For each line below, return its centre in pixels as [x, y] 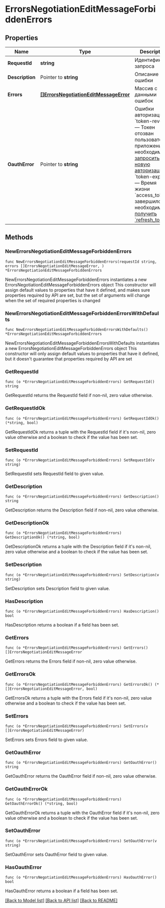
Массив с [146, 88]
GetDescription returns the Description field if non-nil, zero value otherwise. [82, 510]
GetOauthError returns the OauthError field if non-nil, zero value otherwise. [81, 776]
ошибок [144, 101]
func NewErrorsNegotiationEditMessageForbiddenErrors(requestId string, [81, 262]
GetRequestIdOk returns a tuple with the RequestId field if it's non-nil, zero [81, 432]
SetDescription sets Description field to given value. [58, 588]
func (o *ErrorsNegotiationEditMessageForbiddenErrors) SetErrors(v [77, 726]
